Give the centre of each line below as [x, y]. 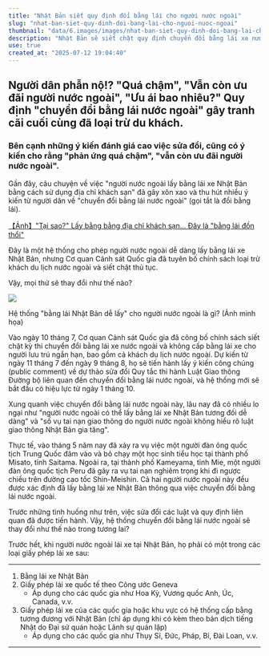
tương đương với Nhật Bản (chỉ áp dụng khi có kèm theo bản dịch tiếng [137, 618]
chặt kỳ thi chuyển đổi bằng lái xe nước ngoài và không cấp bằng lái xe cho [132, 346]
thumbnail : [26, 30]
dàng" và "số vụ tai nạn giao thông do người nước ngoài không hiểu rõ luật [131, 421]
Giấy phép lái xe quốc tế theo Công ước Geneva [99, 584]
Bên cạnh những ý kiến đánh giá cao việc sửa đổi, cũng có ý [127, 146]
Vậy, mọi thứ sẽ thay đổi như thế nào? [70, 282]
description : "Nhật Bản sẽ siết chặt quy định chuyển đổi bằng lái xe [128, 38]
